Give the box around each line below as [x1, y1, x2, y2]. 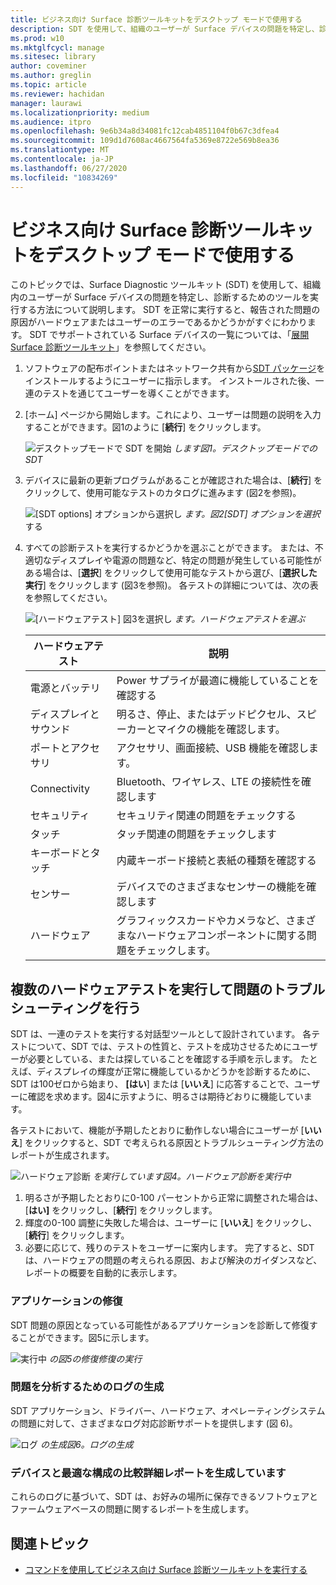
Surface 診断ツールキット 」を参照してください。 [10, 341, 212, 353]
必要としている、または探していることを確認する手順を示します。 [27, 1053, 298, 1065]
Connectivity [29, 782, 90, 796]
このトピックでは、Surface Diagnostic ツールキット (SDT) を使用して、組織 [10, 279, 322, 291]
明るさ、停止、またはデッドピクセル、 [116, 707, 297, 721]
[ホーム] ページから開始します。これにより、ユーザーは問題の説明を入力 [24, 409, 322, 421]
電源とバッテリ [29, 681, 101, 695]
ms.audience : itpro [10, 117, 92, 127]
